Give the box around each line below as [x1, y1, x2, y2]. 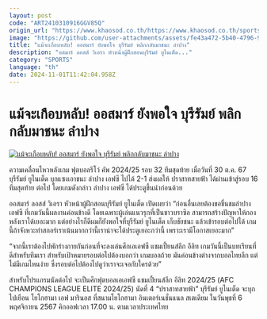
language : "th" [9, 63, 59, 71]
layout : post [9, 11, 52, 20]
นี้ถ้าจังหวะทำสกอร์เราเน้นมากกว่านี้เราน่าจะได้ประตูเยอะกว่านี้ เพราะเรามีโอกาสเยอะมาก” [9, 225, 235, 235]
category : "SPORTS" [9, 56, 74, 64]
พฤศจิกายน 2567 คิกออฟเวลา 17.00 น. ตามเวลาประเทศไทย [9, 302, 169, 311]
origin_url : [9, 26, 48, 34]
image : [9, 33, 31, 42]
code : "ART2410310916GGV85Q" [9, 19, 105, 27]
